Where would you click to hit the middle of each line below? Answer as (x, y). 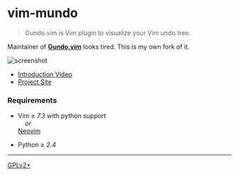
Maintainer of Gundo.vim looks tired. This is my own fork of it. (99, 46)
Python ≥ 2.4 (37, 145)
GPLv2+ (19, 165)
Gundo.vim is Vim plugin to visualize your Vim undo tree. (107, 33)
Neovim (29, 131)
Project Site (34, 82)
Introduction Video (45, 74)
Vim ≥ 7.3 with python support (62, 116)
